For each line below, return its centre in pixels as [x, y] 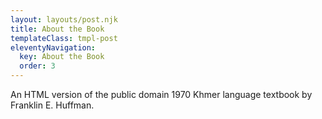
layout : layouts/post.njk [64, 19]
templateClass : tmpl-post [64, 38]
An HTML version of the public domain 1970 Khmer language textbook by [161, 94]
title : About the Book [57, 29]
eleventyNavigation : [53, 47]
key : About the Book [62, 57]
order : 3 [37, 66]
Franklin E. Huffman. [52, 105]
